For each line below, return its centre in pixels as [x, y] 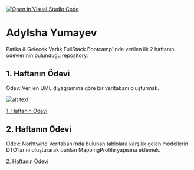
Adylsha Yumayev [52, 33]
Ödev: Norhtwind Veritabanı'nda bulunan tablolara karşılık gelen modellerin [97, 144]
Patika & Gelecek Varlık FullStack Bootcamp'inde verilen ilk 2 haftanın [90, 49]
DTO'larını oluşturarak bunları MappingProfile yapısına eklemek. [83, 149]
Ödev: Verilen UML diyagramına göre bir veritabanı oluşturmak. [83, 88]
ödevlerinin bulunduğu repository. [47, 55]
